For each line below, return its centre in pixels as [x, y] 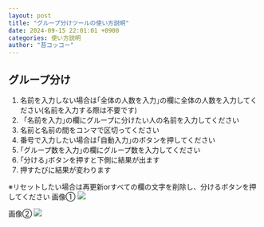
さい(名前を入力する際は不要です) [82, 110]
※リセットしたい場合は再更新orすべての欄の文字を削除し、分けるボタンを [129, 186]
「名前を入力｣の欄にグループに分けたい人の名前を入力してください [130, 119]
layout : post [30, 16]
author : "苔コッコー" [41, 45]
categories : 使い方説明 [45, 38]
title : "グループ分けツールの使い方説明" [69, 23]
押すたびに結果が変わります [65, 170]
